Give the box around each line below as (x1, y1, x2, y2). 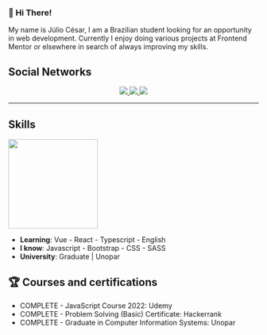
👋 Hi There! (8, 7, 52, 18)
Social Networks (8, 65, 92, 79)
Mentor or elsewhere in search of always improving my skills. (8, 42, 209, 52)
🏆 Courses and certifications (8, 275, 157, 289)
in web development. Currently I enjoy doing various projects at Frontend (8, 33, 248, 43)
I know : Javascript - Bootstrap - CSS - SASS (19, 243, 166, 252)
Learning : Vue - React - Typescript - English (19, 234, 166, 245)
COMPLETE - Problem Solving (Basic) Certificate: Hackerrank (19, 309, 222, 318)
